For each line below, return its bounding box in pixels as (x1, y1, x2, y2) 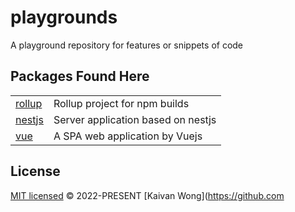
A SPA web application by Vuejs (53, 129, 203, 143)
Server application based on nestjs (53, 112, 217, 126)
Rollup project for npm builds (53, 96, 190, 110)
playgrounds (10, 6, 118, 29)
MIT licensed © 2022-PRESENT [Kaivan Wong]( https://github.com (10, 189, 285, 201)
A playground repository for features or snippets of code (10, 39, 244, 51)
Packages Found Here (10, 68, 150, 85)
